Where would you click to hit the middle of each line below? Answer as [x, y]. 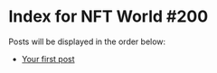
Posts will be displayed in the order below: [87, 41]
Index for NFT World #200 [108, 17]
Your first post [48, 59]
